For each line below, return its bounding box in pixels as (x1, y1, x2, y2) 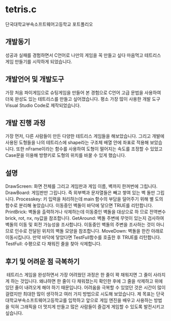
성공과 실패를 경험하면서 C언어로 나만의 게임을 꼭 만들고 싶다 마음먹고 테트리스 (5, 52, 161, 58)
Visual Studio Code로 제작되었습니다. (5, 102, 81, 108)
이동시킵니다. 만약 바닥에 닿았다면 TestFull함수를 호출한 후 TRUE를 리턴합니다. (5, 234, 162, 241)
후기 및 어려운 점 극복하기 (5, 257, 80, 266)
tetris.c (5, 4, 37, 15)
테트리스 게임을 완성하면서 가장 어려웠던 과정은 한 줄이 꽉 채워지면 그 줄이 (6, 272, 152, 278)
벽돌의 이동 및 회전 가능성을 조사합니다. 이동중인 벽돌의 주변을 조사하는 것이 (5, 221, 155, 228)
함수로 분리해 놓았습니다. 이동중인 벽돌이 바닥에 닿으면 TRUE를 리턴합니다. (5, 202, 153, 209)
